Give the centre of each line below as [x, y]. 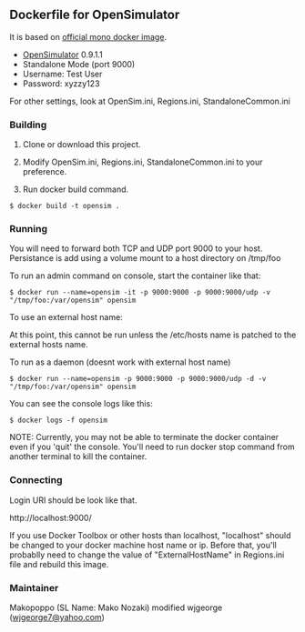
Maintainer [34, 587]
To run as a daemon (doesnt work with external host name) [120, 362]
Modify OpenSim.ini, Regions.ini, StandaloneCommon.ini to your [142, 162]
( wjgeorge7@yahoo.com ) [57, 617]
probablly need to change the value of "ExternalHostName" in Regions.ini [147, 555]
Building [28, 125]
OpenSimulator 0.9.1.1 [62, 55]
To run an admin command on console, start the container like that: [135, 276]
